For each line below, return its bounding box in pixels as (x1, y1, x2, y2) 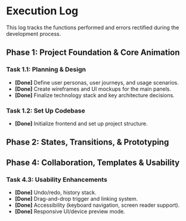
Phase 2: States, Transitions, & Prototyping (6, 137, 169, 147)
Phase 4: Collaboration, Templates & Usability (6, 157, 180, 167)
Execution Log (6, 4, 79, 18)
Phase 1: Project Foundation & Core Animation (6, 48, 180, 58)
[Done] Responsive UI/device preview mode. (14, 208, 125, 215)
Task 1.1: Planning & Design (6, 66, 86, 74)
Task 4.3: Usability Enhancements (6, 175, 107, 183)
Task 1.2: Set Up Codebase (6, 106, 85, 114)
